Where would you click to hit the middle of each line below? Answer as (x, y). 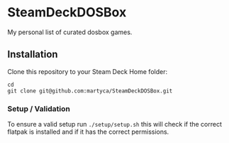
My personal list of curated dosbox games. (70, 32)
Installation (33, 54)
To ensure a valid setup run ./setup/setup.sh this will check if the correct (114, 125)
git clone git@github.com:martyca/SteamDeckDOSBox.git (90, 91)
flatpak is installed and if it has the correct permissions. (88, 132)
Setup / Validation (39, 109)
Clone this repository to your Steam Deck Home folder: (88, 71)
